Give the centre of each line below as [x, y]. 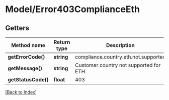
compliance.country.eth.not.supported [120, 57]
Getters [17, 28]
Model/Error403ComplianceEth [72, 9]
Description [120, 45]
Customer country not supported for [118, 65]
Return [62, 42]
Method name [28, 45]
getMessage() [25, 68]
